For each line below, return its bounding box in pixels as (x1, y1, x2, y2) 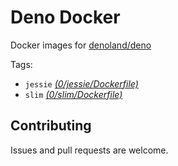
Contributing (10, 117, 92, 135)
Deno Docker (10, 6, 121, 29)
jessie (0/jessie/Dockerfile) (24, 77, 139, 90)
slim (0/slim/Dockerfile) (24, 88, 123, 100)
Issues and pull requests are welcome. (10, 144, 169, 156)
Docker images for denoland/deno (10, 39, 152, 51)
